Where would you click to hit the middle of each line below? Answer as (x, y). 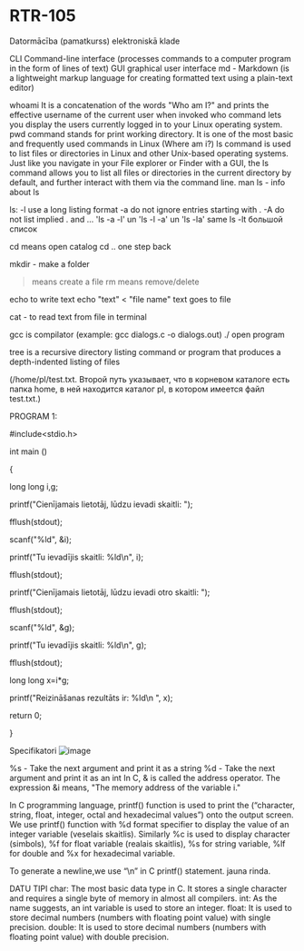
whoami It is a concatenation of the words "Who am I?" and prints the (139, 104)
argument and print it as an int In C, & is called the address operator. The (145, 778)
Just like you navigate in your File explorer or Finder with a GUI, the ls (139, 163)
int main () (29, 451)
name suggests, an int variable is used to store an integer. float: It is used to (151, 907)
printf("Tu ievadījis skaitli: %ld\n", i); (77, 557)
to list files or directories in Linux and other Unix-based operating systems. (149, 153)
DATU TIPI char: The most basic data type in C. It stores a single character (148, 888)
